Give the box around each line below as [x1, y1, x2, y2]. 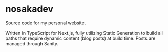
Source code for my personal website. [5, 20, 86, 26]
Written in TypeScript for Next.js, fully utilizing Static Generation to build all [5, 30, 163, 36]
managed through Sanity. [5, 40, 59, 46]
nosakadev [5, 3, 54, 15]
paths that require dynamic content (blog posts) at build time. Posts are [5, 35, 156, 41]
